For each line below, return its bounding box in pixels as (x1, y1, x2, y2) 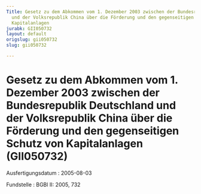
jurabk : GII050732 (6, 25, 52, 32)
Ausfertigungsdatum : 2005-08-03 (6, 169, 92, 177)
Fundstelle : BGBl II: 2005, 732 (6, 181, 81, 188)
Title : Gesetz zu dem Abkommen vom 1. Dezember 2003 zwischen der (6, 8, 175, 15)
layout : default (6, 31, 47, 37)
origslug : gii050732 (6, 37, 58, 43)
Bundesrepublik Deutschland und (6, 99, 176, 113)
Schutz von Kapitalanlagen (6, 137, 144, 150)
